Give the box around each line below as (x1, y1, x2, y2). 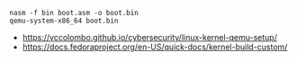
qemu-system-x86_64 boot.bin (9, 16, 119, 25)
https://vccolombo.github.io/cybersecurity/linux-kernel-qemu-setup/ (22, 32, 277, 42)
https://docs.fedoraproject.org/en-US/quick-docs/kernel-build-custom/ (22, 41, 288, 52)
